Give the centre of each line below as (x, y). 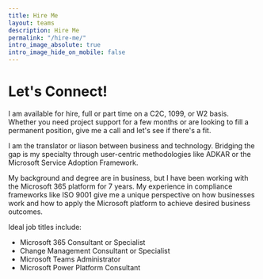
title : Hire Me (33, 15)
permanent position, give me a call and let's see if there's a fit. (110, 130)
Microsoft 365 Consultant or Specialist (82, 242)
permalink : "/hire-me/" (48, 38)
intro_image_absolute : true (55, 45)
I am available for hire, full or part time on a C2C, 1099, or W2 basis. (119, 113)
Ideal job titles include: (45, 227)
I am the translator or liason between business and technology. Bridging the (131, 145)
